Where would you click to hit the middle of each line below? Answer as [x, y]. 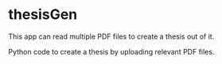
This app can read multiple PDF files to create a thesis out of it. [111, 36]
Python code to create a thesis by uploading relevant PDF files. [111, 51]
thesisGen [43, 15]
